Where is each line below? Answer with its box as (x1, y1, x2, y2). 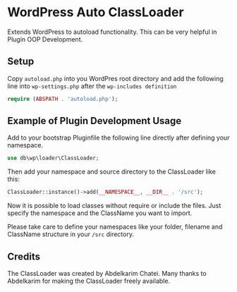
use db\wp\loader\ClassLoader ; (7, 154, 99, 162)
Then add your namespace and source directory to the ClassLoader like (7, 167, 217, 176)
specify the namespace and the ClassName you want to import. (7, 209, 193, 217)
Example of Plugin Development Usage (7, 115, 182, 127)
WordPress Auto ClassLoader (7, 4, 185, 20)
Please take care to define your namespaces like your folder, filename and (7, 223, 223, 231)
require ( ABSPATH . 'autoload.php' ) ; (7, 95, 119, 102)
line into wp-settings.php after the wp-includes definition (7, 82, 177, 90)
